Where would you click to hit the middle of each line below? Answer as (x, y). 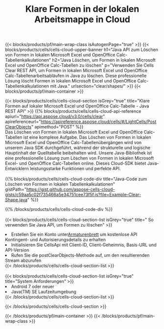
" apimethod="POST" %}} (57, 127)
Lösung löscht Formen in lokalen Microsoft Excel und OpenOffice (71, 81)
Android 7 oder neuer (33, 287)
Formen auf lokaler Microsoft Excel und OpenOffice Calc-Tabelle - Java (77, 106)
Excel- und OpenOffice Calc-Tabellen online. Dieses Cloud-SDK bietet (76, 163)
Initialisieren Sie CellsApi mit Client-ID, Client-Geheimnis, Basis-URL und (84, 245)
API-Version (17, 250)
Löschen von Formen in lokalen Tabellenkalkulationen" (60, 184)
